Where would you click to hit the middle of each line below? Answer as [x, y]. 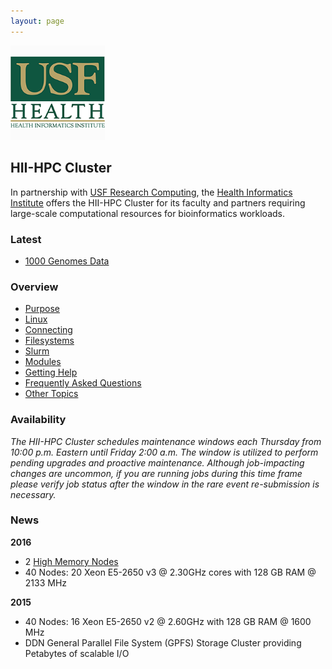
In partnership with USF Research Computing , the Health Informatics [151, 192]
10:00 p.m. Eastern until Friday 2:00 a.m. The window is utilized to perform [164, 452]
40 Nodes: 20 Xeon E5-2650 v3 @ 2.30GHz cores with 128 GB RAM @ [170, 572]
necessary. [33, 494]
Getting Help [51, 372]
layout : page [37, 21]
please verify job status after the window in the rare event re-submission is [165, 484]
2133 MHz [46, 582]
